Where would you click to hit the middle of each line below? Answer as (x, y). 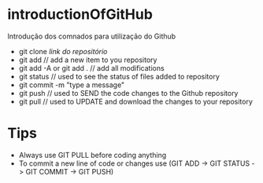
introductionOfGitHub (80, 15)
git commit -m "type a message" (72, 85)
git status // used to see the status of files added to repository (119, 76)
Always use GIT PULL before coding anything (93, 155)
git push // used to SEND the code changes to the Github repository (128, 93)
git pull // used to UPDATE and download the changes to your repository (136, 101)
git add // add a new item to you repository (88, 60)
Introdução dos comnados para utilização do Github (92, 36)
